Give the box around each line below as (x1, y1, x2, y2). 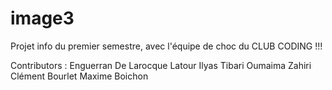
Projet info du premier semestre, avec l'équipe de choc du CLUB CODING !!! (10, 40, 323, 52)
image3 (10, 7, 75, 30)
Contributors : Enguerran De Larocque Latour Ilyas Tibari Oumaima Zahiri (10, 59, 312, 71)
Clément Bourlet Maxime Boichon (10, 70, 149, 82)
